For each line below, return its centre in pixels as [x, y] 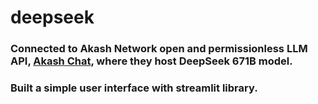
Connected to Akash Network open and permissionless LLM [159, 49]
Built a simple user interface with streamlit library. [134, 88]
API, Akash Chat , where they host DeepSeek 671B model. [151, 61]
